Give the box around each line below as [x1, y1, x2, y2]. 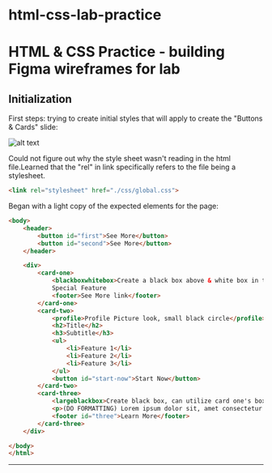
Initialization [8, 92, 73, 106]
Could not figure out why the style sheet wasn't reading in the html [8, 154, 231, 164]
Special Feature [51, 284, 107, 292]
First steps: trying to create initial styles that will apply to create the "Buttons [8, 113, 263, 123]
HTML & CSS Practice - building [8, 43, 225, 62]
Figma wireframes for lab [8, 60, 181, 79]
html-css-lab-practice [8, 6, 162, 24]
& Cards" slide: [8, 122, 58, 132]
